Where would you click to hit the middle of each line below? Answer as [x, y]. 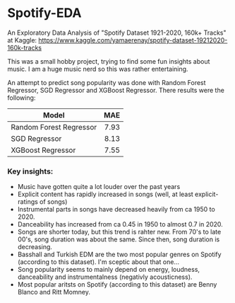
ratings [28, 202]
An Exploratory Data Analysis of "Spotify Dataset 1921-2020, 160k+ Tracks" [117, 33]
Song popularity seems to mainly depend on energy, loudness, [108, 270]
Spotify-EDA [44, 13]
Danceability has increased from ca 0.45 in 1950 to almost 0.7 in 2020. [120, 224]
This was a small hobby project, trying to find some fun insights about [109, 61]
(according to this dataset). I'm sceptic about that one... [98, 262]
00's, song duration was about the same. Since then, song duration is [119, 239]
